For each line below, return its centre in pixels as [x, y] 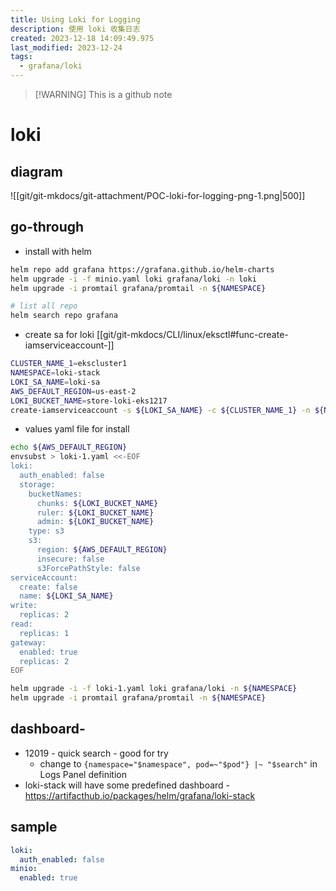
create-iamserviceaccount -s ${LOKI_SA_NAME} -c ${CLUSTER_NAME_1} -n [160, 410]
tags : [21, 57]
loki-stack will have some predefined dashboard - [127, 785]
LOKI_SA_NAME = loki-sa [55, 382]
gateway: [28, 642]
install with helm [58, 251]
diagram [37, 171]
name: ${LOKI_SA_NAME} [66, 596]
